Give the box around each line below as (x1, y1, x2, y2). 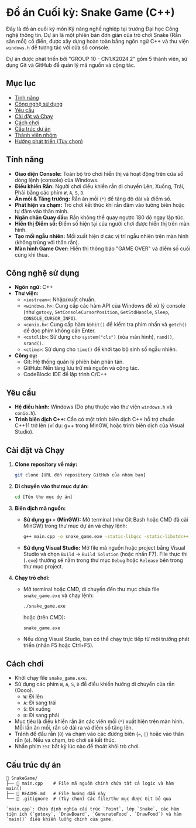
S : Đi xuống (23, 706, 51, 713)
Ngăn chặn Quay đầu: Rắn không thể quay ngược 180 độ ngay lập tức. (14, 214, 185, 221)
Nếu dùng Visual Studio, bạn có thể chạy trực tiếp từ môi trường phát (23, 636, 190, 643)
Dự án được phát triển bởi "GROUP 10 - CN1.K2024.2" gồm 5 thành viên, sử (6, 55, 188, 62)
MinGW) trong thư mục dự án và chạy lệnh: (23, 522, 128, 529)
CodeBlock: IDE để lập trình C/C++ (23, 371, 108, 378)
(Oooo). (14, 687, 33, 694)
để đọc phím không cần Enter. (23, 327, 96, 334)
